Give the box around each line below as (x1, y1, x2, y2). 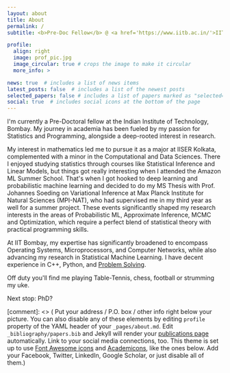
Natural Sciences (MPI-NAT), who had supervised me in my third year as (7, 196, 212, 204)
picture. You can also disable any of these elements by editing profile (7, 315, 205, 323)
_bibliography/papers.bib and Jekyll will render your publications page (7, 330, 209, 338)
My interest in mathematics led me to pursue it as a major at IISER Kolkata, (7, 145, 217, 154)
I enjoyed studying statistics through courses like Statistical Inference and (7, 160, 216, 168)
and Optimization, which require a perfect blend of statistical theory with (7, 218, 212, 226)
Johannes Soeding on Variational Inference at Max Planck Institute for (7, 189, 204, 197)
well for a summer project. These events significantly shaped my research (7, 204, 216, 212)
